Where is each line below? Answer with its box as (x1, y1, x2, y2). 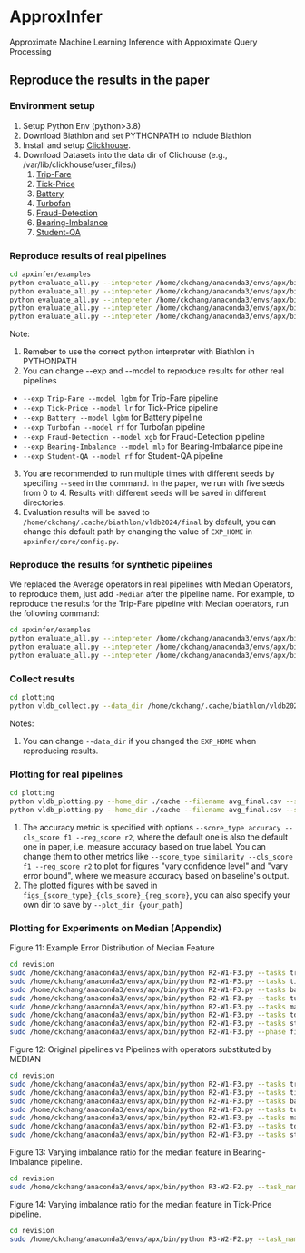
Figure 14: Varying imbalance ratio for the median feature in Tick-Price (9, 1198, 272, 1209)
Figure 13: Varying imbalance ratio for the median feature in (9, 1147, 231, 1158)
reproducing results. (22, 745, 99, 756)
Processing (9, 45, 52, 56)
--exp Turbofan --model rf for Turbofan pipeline (22, 422, 206, 433)
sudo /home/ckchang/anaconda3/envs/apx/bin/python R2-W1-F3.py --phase (9, 1028, 286, 1037)
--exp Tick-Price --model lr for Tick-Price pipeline (22, 403, 219, 413)
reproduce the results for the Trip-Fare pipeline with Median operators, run (9, 598, 289, 610)
